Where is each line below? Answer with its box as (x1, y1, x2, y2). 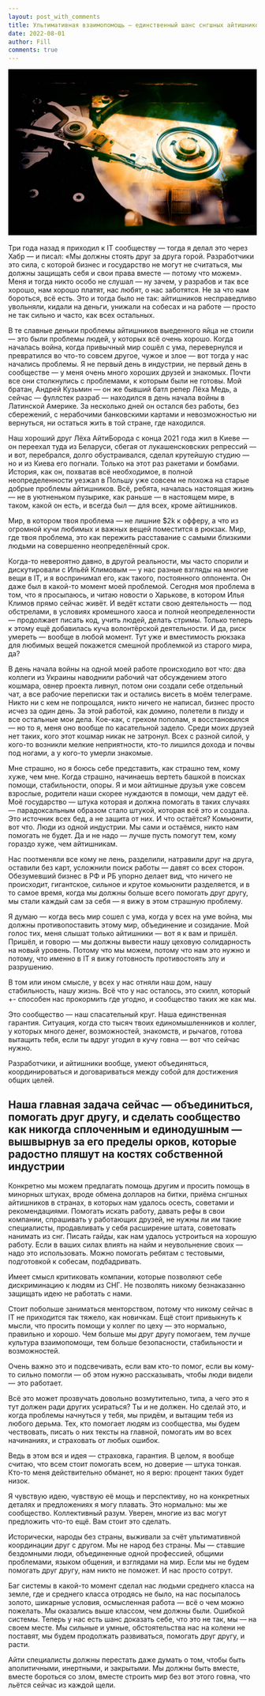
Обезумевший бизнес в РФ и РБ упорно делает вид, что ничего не (8, 871, 233, 881)
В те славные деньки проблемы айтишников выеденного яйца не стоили (8, 325, 254, 335)
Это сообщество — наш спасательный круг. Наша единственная (8, 1009, 226, 1019)
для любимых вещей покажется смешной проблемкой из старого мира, (8, 640, 252, 650)
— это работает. (8, 1378, 63, 1388)
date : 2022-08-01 (8, 29, 65, 37)
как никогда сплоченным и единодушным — (8, 1123, 242, 1136)
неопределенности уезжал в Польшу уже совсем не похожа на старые (8, 475, 250, 485)
